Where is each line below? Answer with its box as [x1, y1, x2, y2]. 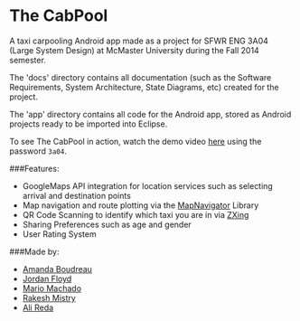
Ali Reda [22, 302, 54, 313]
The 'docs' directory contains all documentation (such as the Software [9, 71, 272, 82]
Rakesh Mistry [22, 292, 77, 303]
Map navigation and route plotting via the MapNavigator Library [22, 200, 259, 211]
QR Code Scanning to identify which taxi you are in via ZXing [22, 209, 249, 220]
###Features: [9, 163, 60, 174]
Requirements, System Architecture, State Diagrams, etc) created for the [9, 81, 279, 92]
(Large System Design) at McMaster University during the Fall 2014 [9, 44, 259, 55]
